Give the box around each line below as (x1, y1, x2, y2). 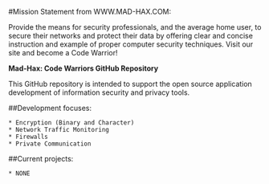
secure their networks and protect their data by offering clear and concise (8, 31, 253, 40)
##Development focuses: (8, 104, 92, 112)
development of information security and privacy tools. (8, 88, 190, 97)
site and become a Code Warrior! (8, 48, 118, 57)
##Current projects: (8, 154, 74, 163)
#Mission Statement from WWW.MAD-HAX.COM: (8, 7, 172, 16)
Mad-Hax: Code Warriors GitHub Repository (8, 63, 159, 73)
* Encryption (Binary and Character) (8, 119, 135, 127)
